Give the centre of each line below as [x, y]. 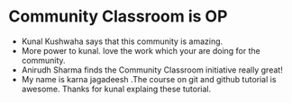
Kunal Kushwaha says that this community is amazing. [122, 41]
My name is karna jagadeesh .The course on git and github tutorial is [149, 79]
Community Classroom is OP [118, 17]
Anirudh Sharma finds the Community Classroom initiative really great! [152, 70]
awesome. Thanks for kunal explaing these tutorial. [116, 89]
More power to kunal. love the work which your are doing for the [141, 50]
